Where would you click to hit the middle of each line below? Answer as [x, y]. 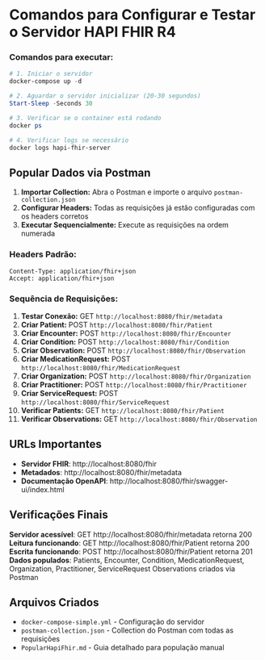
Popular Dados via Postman [80, 172]
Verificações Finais [59, 515]
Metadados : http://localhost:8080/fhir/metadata [101, 472]
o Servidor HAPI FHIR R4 [93, 32]
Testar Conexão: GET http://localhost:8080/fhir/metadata [122, 315]
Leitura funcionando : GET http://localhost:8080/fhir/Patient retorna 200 [129, 543]
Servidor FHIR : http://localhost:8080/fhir [88, 464]
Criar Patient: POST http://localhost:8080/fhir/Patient [117, 324]
